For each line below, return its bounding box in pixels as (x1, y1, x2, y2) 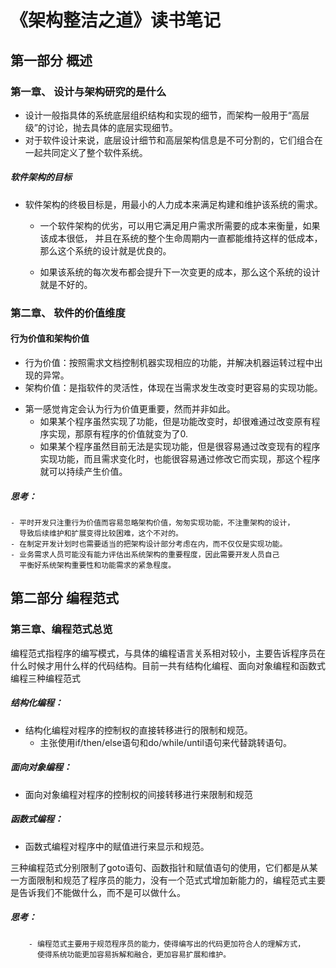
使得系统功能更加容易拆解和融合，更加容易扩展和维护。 (36, 949, 232, 960)
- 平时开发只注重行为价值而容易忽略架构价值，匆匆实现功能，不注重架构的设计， (10, 517, 295, 528)
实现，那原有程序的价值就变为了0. (48, 427, 189, 440)
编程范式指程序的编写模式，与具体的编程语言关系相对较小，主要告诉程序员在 (10, 647, 326, 659)
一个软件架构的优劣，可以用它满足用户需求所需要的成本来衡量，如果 (39, 219, 321, 231)
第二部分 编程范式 (10, 590, 119, 607)
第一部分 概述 (10, 52, 93, 69)
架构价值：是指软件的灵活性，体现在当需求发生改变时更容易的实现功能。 (24, 381, 323, 393)
